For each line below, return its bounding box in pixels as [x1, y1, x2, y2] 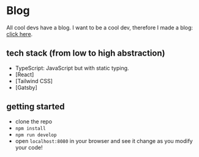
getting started [6, 101, 65, 112]
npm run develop [15, 132, 57, 138]
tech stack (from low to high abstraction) [6, 48, 165, 59]
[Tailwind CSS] [15, 77, 53, 84]
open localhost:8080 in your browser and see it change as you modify [15, 137, 193, 144]
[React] [15, 71, 34, 78]
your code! [15, 144, 43, 151]
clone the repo [15, 117, 53, 125]
